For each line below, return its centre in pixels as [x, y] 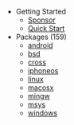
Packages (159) [41, 37]
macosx [41, 88]
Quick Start [46, 28]
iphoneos [43, 70]
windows [43, 113]
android [40, 45]
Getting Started [41, 12]
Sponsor [41, 20]
